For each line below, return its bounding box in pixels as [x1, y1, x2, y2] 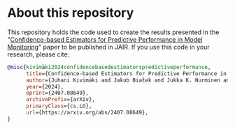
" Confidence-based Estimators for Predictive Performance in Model [7, 35, 203, 43]
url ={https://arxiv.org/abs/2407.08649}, [25, 109, 149, 116]
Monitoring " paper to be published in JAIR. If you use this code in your [7, 43, 210, 51]
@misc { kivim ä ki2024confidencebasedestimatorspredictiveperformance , [7, 63, 211, 70]
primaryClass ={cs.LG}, [25, 103, 92, 109]
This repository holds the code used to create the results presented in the [7, 28, 220, 36]
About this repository [7, 5, 134, 21]
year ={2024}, [25, 83, 64, 90]
